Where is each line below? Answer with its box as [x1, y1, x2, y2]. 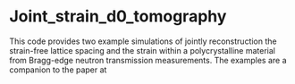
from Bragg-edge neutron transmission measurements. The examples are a [9, 55, 288, 65]
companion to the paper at [9, 64, 107, 75]
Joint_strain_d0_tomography [9, 6, 227, 27]
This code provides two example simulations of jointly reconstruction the [9, 36, 277, 46]
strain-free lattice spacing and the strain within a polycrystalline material [9, 45, 275, 55]
